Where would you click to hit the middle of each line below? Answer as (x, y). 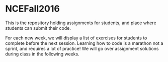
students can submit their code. (38, 28)
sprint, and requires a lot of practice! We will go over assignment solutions (82, 48)
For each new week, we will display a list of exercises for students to (76, 38)
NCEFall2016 (33, 9)
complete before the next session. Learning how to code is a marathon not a (84, 43)
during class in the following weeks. (42, 54)
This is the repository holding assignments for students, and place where (81, 23)
